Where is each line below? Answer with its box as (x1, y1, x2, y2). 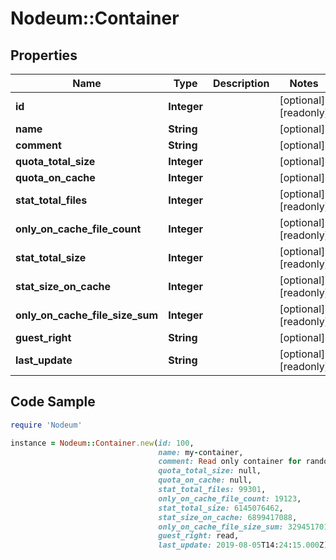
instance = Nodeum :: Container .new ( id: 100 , (10, 438, 195, 448)
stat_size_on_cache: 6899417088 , (158, 512, 298, 522)
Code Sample (10, 393, 96, 411)
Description (213, 77, 270, 90)
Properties (10, 47, 78, 64)
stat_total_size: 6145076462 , (158, 503, 284, 513)
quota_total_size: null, (158, 466, 262, 476)
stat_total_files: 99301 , (158, 485, 267, 495)
